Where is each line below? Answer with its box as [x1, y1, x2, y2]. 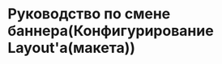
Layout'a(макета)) [7, 39, 135, 57]
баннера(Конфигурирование [7, 22, 214, 40]
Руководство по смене [7, 5, 171, 23]
